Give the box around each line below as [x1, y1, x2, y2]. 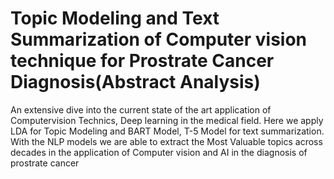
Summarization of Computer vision [10, 28, 308, 51]
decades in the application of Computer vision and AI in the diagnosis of [10, 146, 308, 158]
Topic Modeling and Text [10, 7, 220, 30]
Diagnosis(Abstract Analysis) [10, 71, 261, 94]
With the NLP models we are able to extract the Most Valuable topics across [10, 135, 323, 147]
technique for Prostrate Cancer [10, 50, 275, 72]
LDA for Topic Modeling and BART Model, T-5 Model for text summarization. [10, 125, 325, 137]
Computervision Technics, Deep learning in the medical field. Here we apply [10, 114, 324, 126]
